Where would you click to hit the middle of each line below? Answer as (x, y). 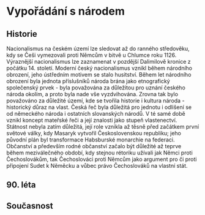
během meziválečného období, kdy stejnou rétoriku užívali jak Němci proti (99, 153)
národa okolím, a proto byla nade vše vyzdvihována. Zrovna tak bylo (92, 94)
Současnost (30, 206)
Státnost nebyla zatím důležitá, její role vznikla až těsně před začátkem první (103, 126)
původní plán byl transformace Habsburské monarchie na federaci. (91, 140)
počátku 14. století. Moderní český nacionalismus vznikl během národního (99, 68)
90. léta (21, 185)
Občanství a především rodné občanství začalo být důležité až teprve (94, 146)
